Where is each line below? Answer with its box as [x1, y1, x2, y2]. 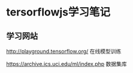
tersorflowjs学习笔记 [6, 5, 111, 19]
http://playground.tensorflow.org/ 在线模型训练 [6, 48, 122, 55]
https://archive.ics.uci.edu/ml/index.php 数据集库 [6, 61, 127, 67]
